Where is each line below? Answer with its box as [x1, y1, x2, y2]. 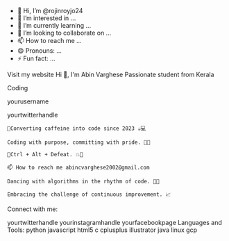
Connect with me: [7, 205, 58, 213]
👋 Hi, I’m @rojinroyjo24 [17, 7, 83, 15]
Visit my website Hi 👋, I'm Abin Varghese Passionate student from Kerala [7, 70, 214, 78]
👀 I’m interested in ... [17, 14, 76, 22]
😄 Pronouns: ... [17, 47, 62, 55]
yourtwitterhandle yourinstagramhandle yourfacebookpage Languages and [7, 219, 222, 226]
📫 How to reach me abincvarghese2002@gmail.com [7, 164, 150, 171]
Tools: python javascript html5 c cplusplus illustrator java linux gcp [7, 226, 198, 234]
